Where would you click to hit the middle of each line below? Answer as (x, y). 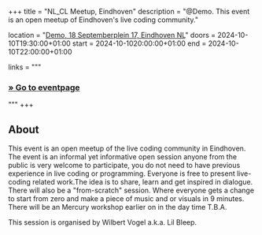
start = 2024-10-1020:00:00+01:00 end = (139, 43)
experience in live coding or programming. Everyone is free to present (122, 173)
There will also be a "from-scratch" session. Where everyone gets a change (131, 190)
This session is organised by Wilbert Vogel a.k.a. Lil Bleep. (103, 222)
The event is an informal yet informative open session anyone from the (123, 157)
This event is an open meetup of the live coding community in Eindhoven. (127, 148)
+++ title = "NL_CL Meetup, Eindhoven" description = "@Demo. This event (129, 11)
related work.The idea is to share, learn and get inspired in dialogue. (143, 182)
